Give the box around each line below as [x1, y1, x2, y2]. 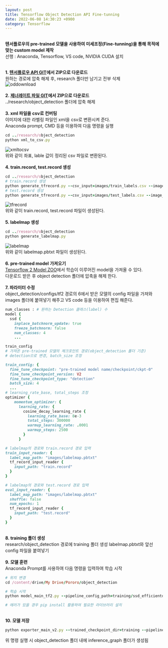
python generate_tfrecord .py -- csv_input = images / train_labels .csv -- [5, 183, 153, 188]
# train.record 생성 [5, 179, 46, 184]
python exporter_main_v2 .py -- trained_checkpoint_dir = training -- [5, 627, 146, 633]
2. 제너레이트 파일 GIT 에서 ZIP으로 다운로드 [5, 93, 89, 99]
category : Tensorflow [5, 21, 50, 27]
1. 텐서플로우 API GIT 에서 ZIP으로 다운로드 [5, 70, 88, 76]
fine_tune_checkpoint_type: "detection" [9, 376, 95, 381]
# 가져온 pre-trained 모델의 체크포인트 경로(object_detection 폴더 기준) [5, 349, 146, 354]
